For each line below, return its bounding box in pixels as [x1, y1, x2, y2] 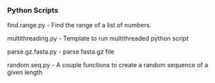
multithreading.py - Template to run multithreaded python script [7, 34, 189, 43]
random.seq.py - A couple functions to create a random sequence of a [7, 61, 209, 69]
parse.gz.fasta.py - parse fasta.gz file [7, 47, 115, 56]
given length [7, 68, 43, 77]
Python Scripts [7, 5, 59, 15]
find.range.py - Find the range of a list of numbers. [7, 21, 152, 29]
